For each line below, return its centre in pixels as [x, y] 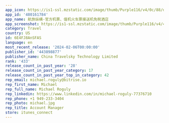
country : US [18, 33]
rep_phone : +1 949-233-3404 [35, 98]
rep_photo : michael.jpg [30, 103]
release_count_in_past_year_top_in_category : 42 [57, 75]
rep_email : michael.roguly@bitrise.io [46, 80]
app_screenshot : [22, 24]
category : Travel [23, 29]
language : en [19, 43]
